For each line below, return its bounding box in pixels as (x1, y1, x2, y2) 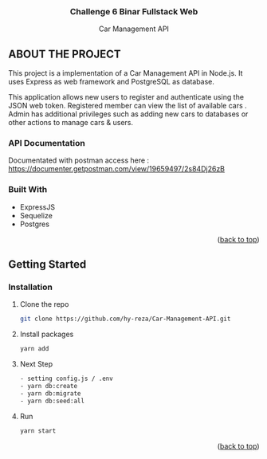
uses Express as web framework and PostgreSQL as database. (8, 77, 215, 87)
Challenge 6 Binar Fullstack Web (69, 6, 198, 17)
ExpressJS (19, 202, 56, 212)
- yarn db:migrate (19, 389, 81, 398)
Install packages (19, 329, 74, 339)
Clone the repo (19, 300, 69, 309)
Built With (8, 184, 48, 195)
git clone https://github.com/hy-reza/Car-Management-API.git (19, 315, 231, 324)
